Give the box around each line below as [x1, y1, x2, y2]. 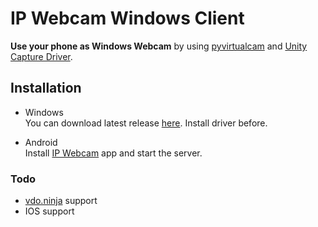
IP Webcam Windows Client [10, 7, 245, 30]
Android [24, 136, 58, 148]
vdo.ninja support [24, 195, 98, 207]
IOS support [24, 205, 75, 217]
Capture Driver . [10, 50, 73, 62]
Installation [10, 80, 82, 97]
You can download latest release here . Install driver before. [24, 117, 268, 129]
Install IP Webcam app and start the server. [24, 147, 203, 159]
